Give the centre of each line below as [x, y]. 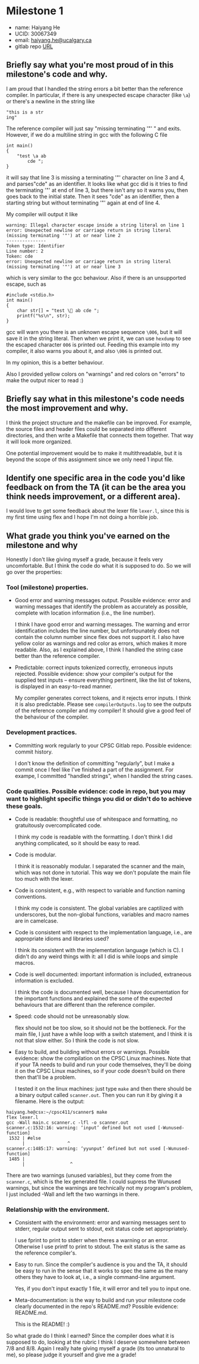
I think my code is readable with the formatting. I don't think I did [94, 837]
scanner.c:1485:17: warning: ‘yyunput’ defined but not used [83, 1149]
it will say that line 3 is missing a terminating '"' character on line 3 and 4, [96, 177]
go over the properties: [34, 572]
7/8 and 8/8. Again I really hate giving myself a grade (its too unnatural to [96, 1349]
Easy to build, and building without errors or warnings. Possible [92, 1052]
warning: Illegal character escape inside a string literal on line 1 [95, 225]
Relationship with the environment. [58, 1209]
